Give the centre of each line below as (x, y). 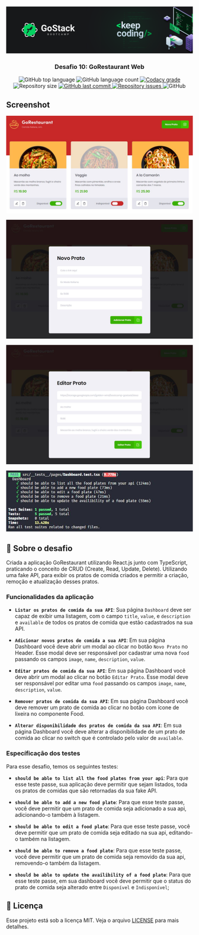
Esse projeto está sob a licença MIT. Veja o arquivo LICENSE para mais (93, 920)
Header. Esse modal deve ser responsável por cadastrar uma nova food (102, 653)
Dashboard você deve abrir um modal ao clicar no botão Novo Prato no (101, 647)
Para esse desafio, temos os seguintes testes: (62, 766)
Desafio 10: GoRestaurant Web (99, 67)
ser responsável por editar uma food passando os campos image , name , (100, 684)
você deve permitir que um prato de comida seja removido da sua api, (100, 857)
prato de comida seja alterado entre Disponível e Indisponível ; (92, 887)
